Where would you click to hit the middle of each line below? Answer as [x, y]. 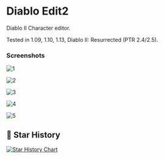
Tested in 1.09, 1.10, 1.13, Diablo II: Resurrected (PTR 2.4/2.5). [82, 39]
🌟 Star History [34, 135]
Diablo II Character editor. [38, 28]
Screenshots [26, 55]
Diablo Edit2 [37, 11]
